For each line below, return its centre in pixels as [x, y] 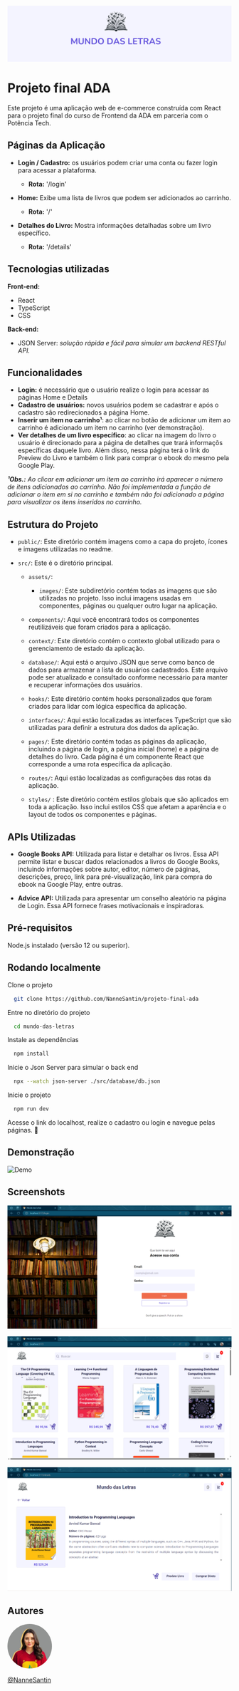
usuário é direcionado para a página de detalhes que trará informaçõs [120, 443]
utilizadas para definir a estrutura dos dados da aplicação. [113, 728]
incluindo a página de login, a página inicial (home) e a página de [123, 749]
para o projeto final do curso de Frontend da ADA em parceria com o [108, 115]
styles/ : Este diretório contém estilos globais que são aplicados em [128, 799]
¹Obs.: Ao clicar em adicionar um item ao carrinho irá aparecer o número [115, 479]
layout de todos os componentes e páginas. [92, 815]
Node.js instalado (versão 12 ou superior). [69, 945]
